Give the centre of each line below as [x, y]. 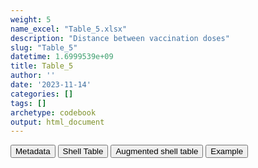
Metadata [33, 151]
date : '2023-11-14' [51, 85]
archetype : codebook [53, 112]
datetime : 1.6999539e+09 [62, 57]
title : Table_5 [42, 66]
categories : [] [42, 94]
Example [227, 151]
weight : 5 [31, 19]
